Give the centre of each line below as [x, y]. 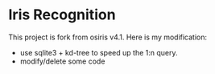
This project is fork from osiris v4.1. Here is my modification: [108, 37]
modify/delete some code [62, 61]
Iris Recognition [62, 15]
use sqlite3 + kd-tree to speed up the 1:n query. [99, 52]
